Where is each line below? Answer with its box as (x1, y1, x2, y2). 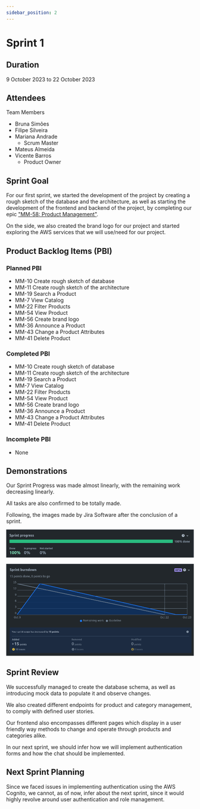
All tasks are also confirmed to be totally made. (6, 500, 122, 507)
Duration (6, 60, 40, 70)
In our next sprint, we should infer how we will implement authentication (6, 743, 183, 750)
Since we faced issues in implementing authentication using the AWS (6, 783, 176, 790)
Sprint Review (6, 667, 60, 678)
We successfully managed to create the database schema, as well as (6, 683, 176, 690)
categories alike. (6, 732, 47, 739)
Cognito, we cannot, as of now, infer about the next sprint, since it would (6, 789, 185, 796)
